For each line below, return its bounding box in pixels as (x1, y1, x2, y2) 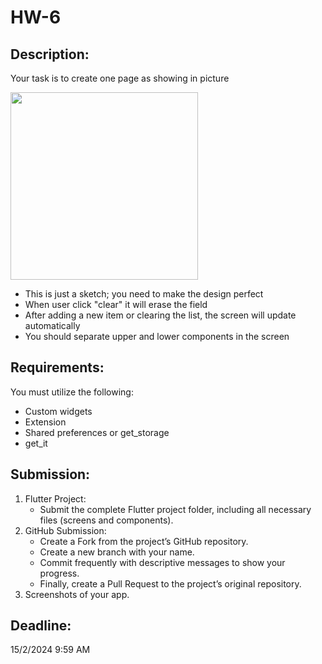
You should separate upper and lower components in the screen (24, 331, 290, 342)
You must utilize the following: (10, 386, 134, 398)
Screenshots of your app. (24, 588, 130, 600)
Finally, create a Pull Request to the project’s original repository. (39, 577, 302, 590)
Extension (24, 416, 67, 428)
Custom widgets (24, 405, 93, 417)
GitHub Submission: (24, 524, 107, 536)
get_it (24, 437, 48, 449)
